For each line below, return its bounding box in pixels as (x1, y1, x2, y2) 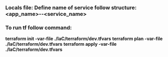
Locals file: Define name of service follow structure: (5, 4, 137, 11)
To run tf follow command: (5, 24, 72, 31)
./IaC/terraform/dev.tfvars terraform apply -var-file (5, 41, 117, 47)
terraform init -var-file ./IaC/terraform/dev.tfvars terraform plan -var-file (5, 36, 163, 42)
